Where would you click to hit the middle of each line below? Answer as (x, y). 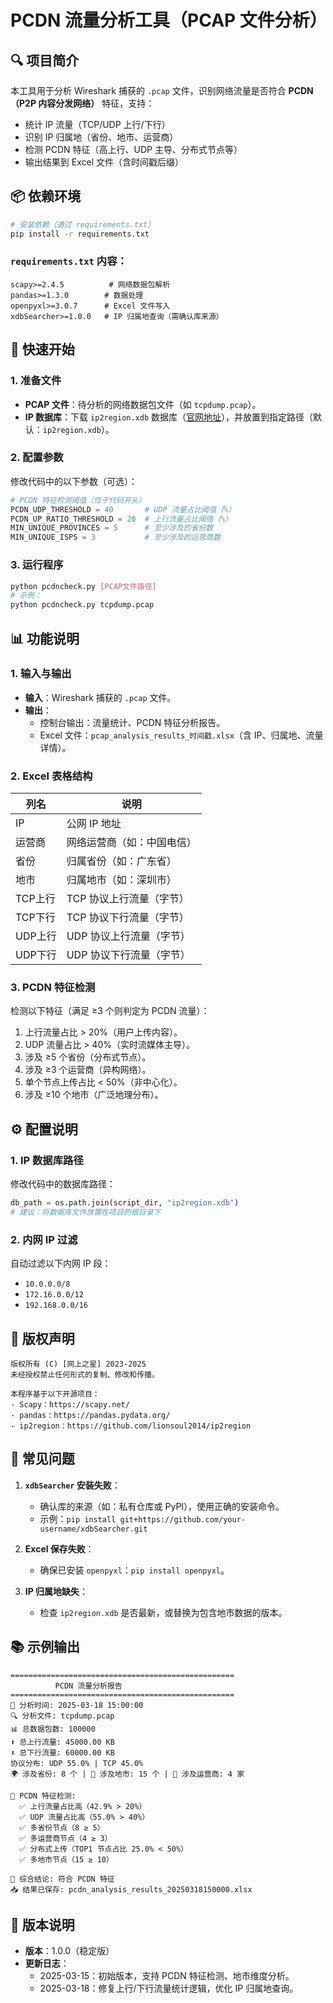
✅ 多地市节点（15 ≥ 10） (66, 1859)
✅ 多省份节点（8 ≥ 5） (62, 1827)
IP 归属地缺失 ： (56, 1591)
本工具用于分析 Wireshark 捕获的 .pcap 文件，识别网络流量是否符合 (148, 90)
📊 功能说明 (45, 638)
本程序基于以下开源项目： (55, 1394)
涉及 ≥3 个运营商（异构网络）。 (88, 1070)
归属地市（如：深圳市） (121, 880)
